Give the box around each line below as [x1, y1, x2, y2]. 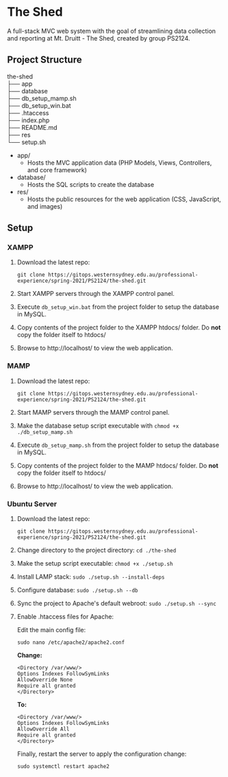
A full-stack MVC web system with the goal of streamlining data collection [7, 27, 216, 35]
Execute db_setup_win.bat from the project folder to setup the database [16, 303, 220, 311]
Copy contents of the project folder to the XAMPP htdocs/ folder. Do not [16, 323, 221, 332]
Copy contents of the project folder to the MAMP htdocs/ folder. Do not [16, 461, 219, 469]
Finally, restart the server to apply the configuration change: [16, 750, 187, 758]
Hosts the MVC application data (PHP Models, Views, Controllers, [27, 159, 212, 167]
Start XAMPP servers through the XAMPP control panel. [16, 290, 175, 298]
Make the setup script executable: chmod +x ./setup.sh [16, 559, 173, 568]
